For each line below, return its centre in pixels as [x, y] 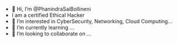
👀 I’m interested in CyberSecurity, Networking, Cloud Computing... [92, 21]
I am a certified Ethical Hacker [48, 15]
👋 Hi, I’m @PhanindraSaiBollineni [51, 9]
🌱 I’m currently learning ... [43, 27]
